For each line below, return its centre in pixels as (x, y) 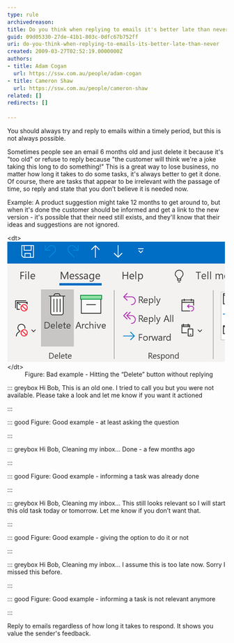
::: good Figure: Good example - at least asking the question (93, 422)
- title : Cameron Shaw (40, 81)
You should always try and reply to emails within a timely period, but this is (114, 131)
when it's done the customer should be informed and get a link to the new (113, 210)
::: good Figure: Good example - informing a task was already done (103, 476)
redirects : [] (28, 103)
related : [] (24, 95)
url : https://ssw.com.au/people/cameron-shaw (81, 88)
